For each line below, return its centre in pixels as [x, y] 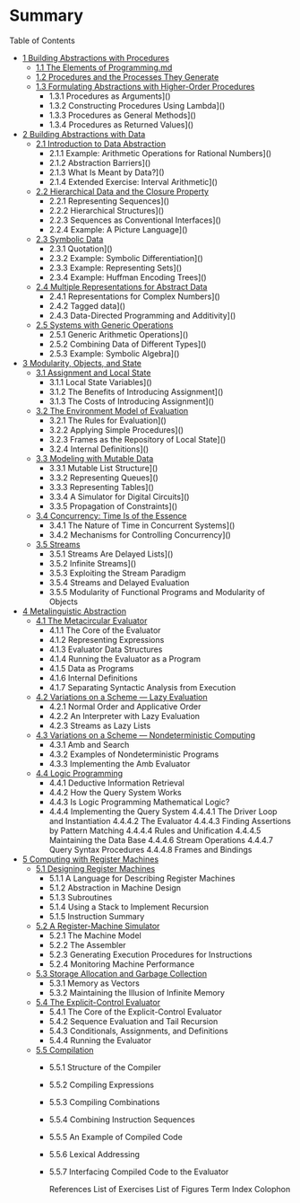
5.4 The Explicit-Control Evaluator [98, 1002]
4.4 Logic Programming [79, 773]
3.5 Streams [58, 544]
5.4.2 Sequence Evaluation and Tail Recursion [133, 1021]
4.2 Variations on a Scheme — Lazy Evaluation [121, 697]
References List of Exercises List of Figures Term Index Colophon [170, 1189]
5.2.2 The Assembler [88, 944]
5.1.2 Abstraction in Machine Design [115, 887]
